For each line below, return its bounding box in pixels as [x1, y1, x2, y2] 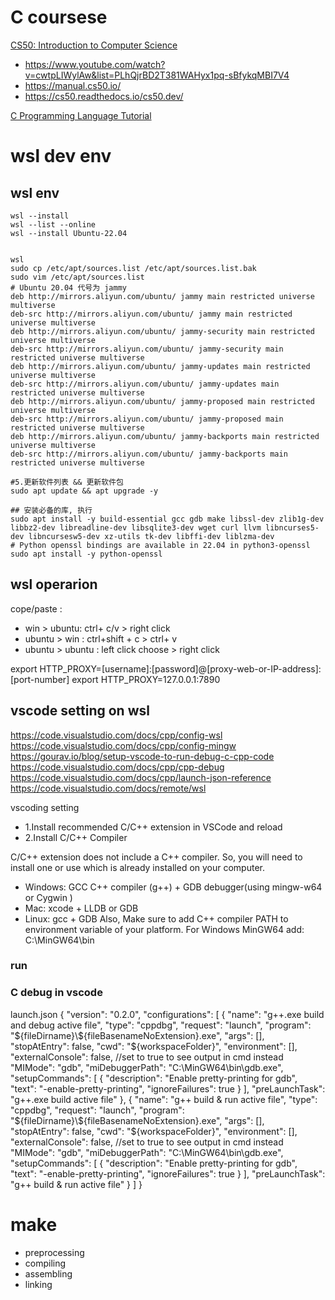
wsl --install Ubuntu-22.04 [10, 228, 128, 238]
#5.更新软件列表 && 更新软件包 [10, 477, 124, 487]
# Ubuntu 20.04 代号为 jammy [10, 282, 128, 293]
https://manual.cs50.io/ [24, 79, 122, 91]
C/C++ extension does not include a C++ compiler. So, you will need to [10, 851, 303, 863]
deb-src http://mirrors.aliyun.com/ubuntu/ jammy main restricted [10, 309, 293, 319]
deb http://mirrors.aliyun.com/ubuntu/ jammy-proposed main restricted [10, 396, 315, 406]
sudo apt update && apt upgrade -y [10, 486, 159, 496]
